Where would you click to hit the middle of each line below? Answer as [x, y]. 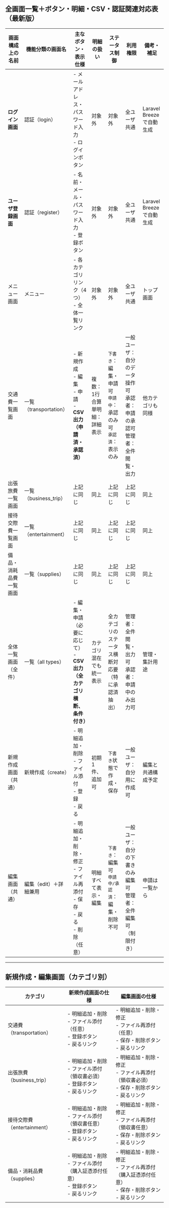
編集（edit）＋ [41, 884]
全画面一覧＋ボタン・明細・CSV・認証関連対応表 [82, 9]
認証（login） [40, 119]
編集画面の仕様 [138, 996]
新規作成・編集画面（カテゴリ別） [58, 977]
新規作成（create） [47, 772]
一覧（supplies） [44, 574]
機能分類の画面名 [46, 49]
